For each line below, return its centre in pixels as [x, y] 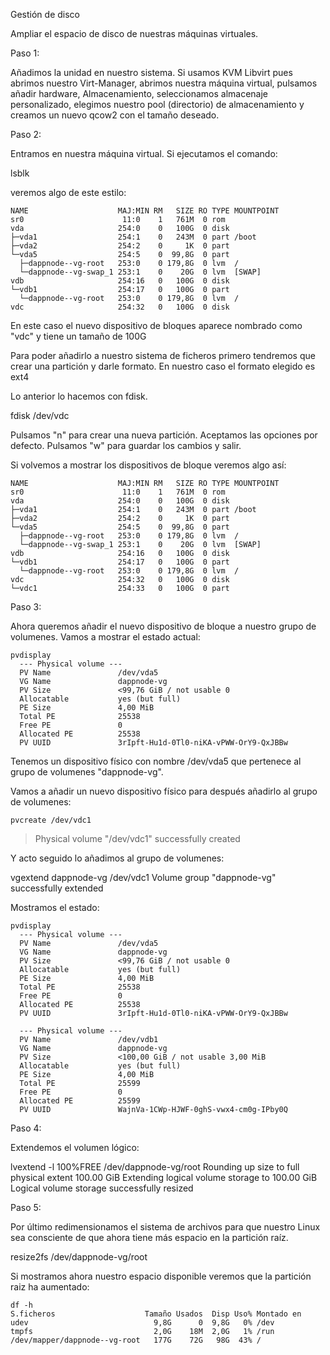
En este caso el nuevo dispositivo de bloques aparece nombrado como [156, 325]
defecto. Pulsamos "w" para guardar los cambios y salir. [126, 445]
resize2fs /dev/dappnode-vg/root [79, 1257]
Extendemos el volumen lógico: [75, 1147]
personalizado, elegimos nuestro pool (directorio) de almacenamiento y [157, 104]
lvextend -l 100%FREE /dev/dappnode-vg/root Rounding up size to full [155, 1167]
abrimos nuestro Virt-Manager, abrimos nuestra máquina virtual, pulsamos [164, 83]
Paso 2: [26, 134]
